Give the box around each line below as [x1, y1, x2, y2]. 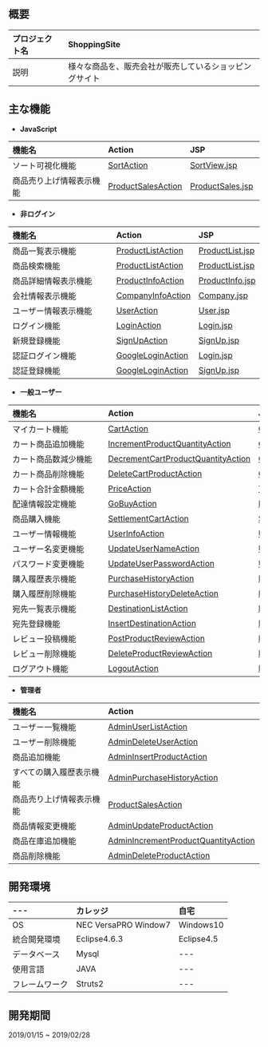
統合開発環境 [12, 934, 61, 945]
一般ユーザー [19, 387, 62, 397]
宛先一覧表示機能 [12, 603, 77, 614]
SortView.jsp [190, 159, 238, 170]
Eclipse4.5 [178, 934, 219, 945]
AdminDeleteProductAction [108, 850, 211, 861]
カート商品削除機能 [12, 468, 85, 479]
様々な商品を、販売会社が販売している [67, 61, 212, 72]
